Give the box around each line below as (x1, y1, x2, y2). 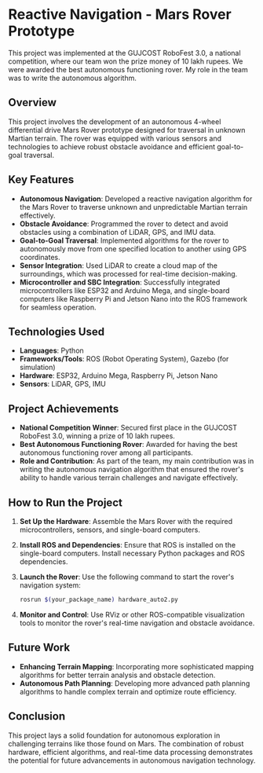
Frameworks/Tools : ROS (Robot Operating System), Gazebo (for (19, 354, 229, 364)
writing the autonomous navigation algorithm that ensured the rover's (19, 465, 244, 474)
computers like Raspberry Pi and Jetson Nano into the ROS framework (19, 294, 247, 303)
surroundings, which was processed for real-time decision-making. (19, 269, 238, 278)
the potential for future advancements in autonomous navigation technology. (8, 756, 256, 765)
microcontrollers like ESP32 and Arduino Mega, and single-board (19, 285, 230, 295)
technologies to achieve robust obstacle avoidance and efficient (8, 141, 216, 151)
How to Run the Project (8, 496, 123, 509)
